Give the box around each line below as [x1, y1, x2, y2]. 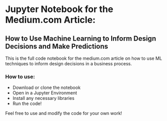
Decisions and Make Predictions [5, 42, 108, 51]
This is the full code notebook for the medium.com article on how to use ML [5, 55, 162, 61]
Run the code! [12, 100, 42, 106]
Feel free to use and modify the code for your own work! [5, 110, 122, 116]
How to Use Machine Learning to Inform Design [5, 34, 156, 43]
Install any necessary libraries [12, 95, 74, 101]
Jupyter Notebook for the [5, 4, 114, 15]
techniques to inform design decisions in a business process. [5, 61, 132, 66]
